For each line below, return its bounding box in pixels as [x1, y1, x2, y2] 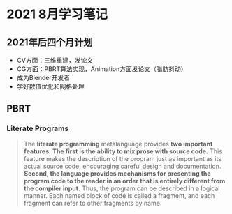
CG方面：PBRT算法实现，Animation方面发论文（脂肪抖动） [16, 65, 187, 73]
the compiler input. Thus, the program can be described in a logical [23, 184, 220, 192]
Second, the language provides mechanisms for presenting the [23, 169, 211, 178]
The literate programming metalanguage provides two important [23, 139, 213, 148]
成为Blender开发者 [16, 74, 71, 82]
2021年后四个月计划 [6, 36, 93, 48]
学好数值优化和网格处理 [16, 82, 85, 91]
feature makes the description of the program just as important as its [23, 154, 222, 162]
